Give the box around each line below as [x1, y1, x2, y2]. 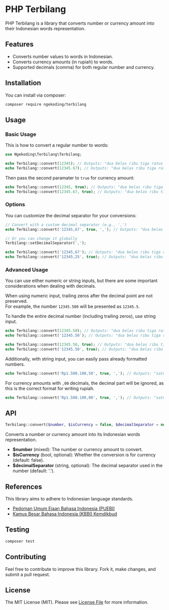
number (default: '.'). [12, 468, 55, 474]
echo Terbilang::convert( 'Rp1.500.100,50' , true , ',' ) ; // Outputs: [5, 371, 152, 376]
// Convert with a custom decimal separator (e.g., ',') [5, 222, 127, 227]
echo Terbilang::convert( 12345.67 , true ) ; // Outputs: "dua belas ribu [5, 189, 158, 194]
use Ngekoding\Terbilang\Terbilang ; [5, 152, 82, 157]
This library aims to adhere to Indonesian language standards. [5, 496, 134, 502]
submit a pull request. [5, 571, 50, 577]
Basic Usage [5, 131, 37, 138]
